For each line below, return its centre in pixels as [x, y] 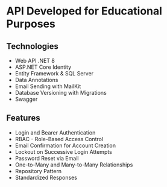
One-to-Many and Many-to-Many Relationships [74, 165]
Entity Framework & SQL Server [54, 73]
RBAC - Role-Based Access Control [59, 139]
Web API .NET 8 [35, 61]
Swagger [26, 99]
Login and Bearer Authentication [55, 132]
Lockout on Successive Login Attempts [64, 151]
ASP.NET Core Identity [43, 67]
